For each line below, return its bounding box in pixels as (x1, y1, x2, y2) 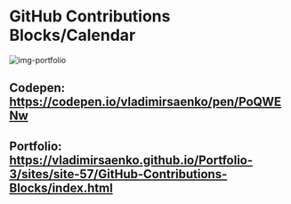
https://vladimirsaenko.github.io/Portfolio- (9, 152, 254, 167)
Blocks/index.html (9, 180, 113, 195)
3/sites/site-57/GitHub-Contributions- (9, 167, 228, 182)
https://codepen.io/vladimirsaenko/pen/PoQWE (9, 94, 282, 110)
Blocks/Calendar (9, 25, 136, 45)
